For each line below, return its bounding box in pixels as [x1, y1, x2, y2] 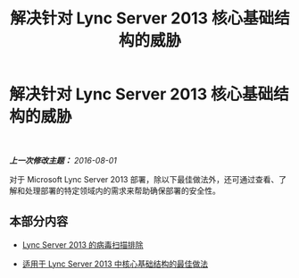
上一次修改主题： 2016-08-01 [9, 155, 118, 165]
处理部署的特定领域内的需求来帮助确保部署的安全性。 [24, 185, 220, 196]
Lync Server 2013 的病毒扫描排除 [21, 239, 145, 250]
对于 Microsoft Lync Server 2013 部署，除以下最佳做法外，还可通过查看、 [9, 173, 279, 184]
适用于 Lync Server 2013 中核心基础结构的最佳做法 [21, 258, 209, 269]
